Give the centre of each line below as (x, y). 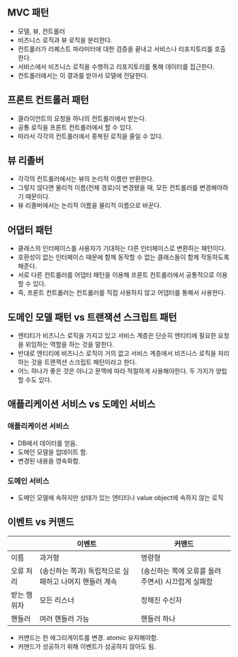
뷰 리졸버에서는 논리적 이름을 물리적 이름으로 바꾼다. (89, 206)
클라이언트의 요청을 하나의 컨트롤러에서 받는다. (82, 118)
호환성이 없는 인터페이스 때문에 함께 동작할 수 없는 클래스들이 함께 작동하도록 (124, 257)
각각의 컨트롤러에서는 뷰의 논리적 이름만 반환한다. (86, 179)
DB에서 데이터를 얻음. (47, 443)
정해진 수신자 (161, 600)
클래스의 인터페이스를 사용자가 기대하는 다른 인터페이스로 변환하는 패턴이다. (122, 248)
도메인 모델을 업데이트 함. (53, 451)
